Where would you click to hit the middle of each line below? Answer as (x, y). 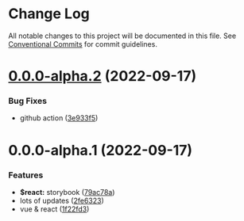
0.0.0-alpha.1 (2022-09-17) (101, 150)
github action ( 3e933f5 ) (59, 118)
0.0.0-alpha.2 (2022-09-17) (103, 76)
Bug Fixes (28, 101)
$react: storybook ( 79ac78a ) (67, 192)
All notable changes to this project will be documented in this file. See (122, 36)
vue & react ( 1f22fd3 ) (54, 209)
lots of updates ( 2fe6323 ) (62, 200)
